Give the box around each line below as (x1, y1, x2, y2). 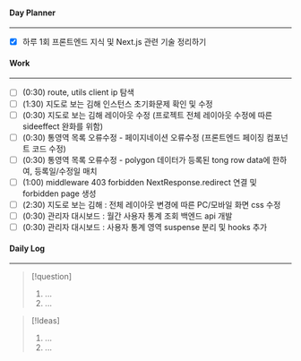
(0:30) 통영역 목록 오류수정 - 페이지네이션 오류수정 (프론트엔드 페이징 (21, 132, 265, 142)
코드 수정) (31, 143, 67, 154)
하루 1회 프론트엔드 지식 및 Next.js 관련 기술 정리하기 (21, 37, 207, 47)
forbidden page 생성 (21, 188, 97, 199)
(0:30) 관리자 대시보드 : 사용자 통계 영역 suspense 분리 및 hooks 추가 (21, 221, 268, 232)
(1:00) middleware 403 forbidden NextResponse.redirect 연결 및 (21, 176, 258, 187)
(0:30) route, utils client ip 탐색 (21, 87, 134, 98)
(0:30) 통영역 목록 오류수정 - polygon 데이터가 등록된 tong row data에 (21, 154, 271, 165)
